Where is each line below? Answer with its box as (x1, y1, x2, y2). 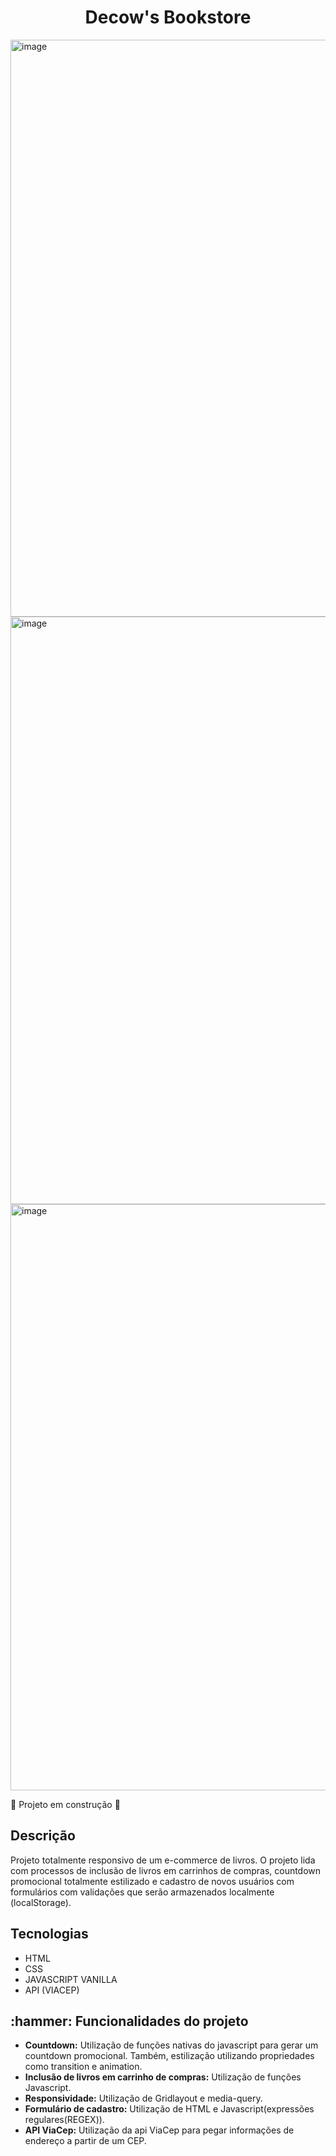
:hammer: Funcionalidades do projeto (10, 2012, 249, 2030)
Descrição (10, 1827, 76, 1845)
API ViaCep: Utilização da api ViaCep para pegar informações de (24, 2124, 295, 2136)
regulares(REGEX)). (24, 2114, 105, 2126)
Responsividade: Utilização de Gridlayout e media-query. (24, 2092, 263, 2105)
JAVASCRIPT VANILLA (24, 1973, 118, 1985)
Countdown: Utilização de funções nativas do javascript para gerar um (24, 2039, 319, 2051)
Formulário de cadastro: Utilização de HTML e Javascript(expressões (24, 2103, 315, 2115)
